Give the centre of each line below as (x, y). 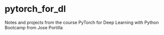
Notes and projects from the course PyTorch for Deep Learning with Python (82, 22)
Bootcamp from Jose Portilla (34, 27)
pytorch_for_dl (35, 9)
